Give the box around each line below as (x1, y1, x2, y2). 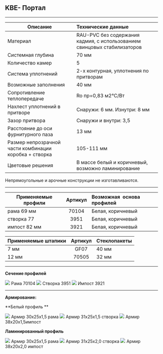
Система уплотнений (7, 70, 58, 77)
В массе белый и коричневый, (76, 159, 148, 165)
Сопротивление (7, 89, 45, 96)
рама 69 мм (7, 208, 36, 214)
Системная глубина (7, 51, 54, 58)
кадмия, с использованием (76, 37, 141, 44)
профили (23, 199, 46, 206)
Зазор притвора (7, 117, 46, 124)
